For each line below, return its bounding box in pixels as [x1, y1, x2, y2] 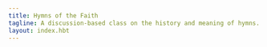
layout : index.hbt [8, 26, 70, 34]
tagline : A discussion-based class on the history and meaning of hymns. [8, 19, 261, 27]
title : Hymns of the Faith [8, 11, 99, 20]
